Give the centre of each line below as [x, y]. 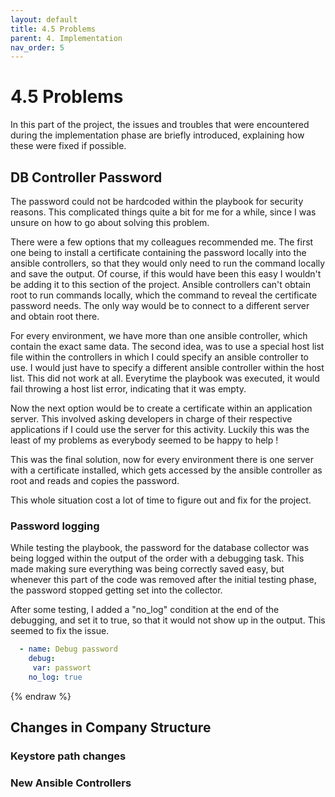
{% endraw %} [41, 696]
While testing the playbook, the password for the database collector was [160, 548]
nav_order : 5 [37, 47]
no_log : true [55, 677]
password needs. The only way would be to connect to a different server [160, 305]
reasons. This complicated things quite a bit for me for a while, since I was [163, 212]
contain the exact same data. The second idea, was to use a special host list [167, 346]
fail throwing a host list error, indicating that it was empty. [128, 389]
